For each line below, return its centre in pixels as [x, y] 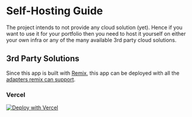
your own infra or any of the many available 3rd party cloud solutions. [92, 40]
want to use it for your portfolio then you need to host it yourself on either [96, 33]
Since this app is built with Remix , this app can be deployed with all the [93, 73]
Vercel [16, 94]
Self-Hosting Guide [54, 11]
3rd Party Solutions [43, 58]
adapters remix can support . [41, 79]
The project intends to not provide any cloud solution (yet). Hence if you [95, 27]
